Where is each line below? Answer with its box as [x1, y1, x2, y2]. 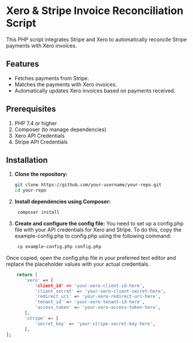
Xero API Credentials [14, 132, 65, 139]
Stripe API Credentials [14, 138, 68, 145]
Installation [6, 155, 48, 165]
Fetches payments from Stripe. [14, 74, 89, 81]
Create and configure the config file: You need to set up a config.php [14, 220, 184, 227]
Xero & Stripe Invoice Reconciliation [6, 4, 184, 18]
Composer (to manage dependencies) [14, 126, 107, 133]
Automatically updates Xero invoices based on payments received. [14, 87, 175, 94]
